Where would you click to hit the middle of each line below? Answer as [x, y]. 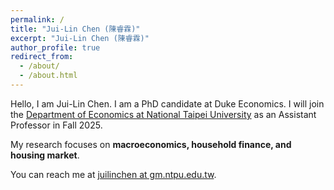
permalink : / [37, 19]
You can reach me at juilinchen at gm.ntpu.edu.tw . [113, 174]
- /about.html [48, 76]
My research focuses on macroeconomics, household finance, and [151, 144]
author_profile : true [55, 47]
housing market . [45, 155]
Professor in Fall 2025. [56, 125]
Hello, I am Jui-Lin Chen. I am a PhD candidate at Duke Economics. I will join [167, 103]
